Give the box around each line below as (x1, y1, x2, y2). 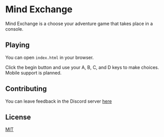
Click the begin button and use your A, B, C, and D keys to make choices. (5, 64, 159, 70)
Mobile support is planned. (5, 70, 62, 76)
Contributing (5, 84, 47, 93)
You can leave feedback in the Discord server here (5, 98, 112, 104)
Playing (5, 41, 30, 50)
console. (5, 26, 24, 32)
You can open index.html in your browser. (5, 54, 94, 60)
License (5, 112, 31, 121)
